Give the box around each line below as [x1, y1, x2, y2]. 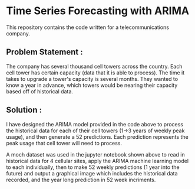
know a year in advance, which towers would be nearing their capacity [6, 82, 178, 89]
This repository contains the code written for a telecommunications [6, 24, 170, 31]
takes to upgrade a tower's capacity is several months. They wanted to [6, 75, 179, 82]
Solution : [6, 105, 42, 115]
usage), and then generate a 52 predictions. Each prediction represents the [6, 133, 189, 140]
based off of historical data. [6, 87, 74, 95]
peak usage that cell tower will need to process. [6, 139, 123, 146]
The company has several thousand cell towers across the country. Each [6, 63, 183, 70]
